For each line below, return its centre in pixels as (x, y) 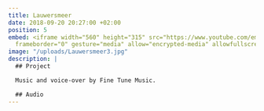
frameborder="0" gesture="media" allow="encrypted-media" (112, 45)
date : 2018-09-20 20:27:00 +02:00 (65, 23)
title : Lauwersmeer (40, 15)
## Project (33, 66)
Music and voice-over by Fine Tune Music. (86, 80)
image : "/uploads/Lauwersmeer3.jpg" (68, 52)
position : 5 (27, 30)
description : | (33, 59)
